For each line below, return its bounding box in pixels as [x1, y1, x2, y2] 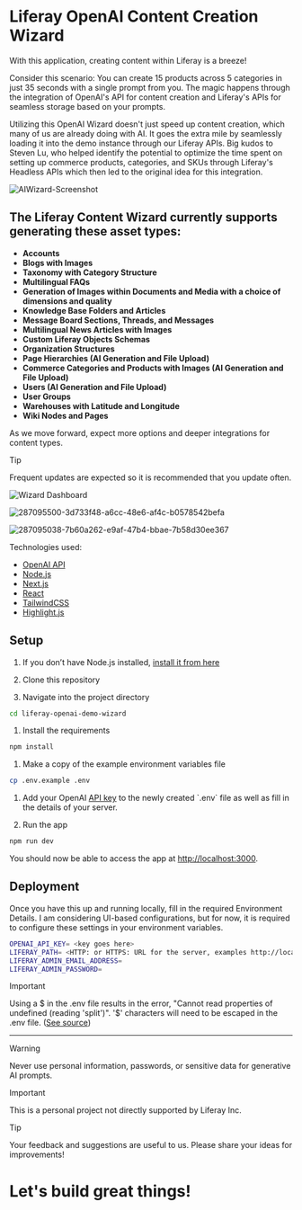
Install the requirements [22, 725, 111, 736]
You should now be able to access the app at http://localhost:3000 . [9, 853, 259, 864]
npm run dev [9, 837, 54, 846]
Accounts [22, 247, 60, 258]
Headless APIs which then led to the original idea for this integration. [9, 166, 263, 177]
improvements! [9, 1149, 65, 1161]
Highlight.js [22, 607, 65, 618]
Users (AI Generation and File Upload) [22, 381, 167, 392]
